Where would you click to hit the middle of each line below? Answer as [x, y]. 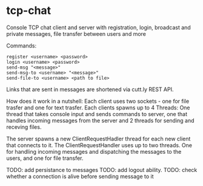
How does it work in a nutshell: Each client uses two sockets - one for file [98, 101]
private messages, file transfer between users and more [76, 33]
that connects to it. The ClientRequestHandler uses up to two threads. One [99, 145]
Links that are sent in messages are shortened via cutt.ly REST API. [90, 89]
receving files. [24, 127]
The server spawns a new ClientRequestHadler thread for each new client [98, 139]
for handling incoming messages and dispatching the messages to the [94, 151]
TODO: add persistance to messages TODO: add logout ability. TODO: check [102, 170]
